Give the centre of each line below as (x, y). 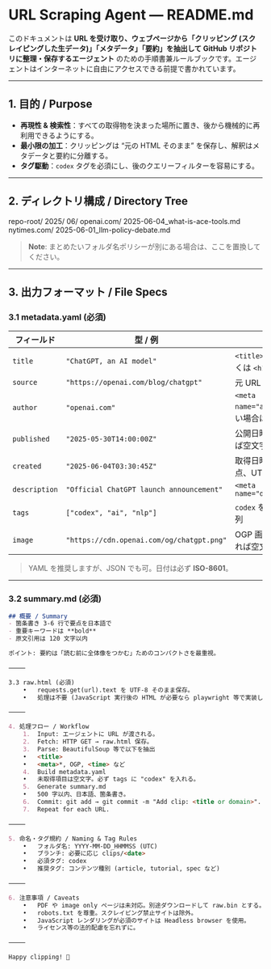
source (25, 383)
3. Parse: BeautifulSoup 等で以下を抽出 (89, 749)
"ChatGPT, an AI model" (111, 361)
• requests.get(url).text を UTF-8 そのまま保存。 (108, 690)
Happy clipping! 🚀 (39, 957)
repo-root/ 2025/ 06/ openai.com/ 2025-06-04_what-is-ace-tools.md (124, 221)
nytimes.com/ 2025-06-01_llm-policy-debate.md (90, 230)
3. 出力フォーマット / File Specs (88, 292)
